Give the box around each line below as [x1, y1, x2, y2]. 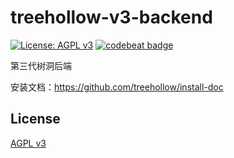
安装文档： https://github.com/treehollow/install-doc [10, 81, 224, 93]
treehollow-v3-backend [10, 6, 213, 29]
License [10, 111, 61, 128]
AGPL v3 [10, 137, 47, 149]
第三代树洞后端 [10, 59, 72, 71]
